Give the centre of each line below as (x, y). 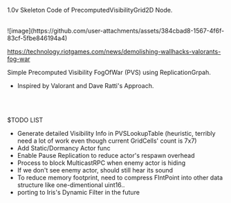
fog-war (19, 59)
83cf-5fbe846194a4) (37, 38)
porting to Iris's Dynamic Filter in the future (78, 192)
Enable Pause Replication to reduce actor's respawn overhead (106, 156)
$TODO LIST (25, 120)
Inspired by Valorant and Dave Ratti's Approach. (85, 86)
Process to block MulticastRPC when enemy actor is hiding (101, 163)
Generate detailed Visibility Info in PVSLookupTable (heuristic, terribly (116, 133)
